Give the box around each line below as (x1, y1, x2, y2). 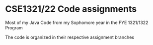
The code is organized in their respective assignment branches (5, 34, 135, 40)
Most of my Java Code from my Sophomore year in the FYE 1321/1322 (5, 20, 149, 25)
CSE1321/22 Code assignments (5, 3, 137, 15)
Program (5, 24, 23, 30)
